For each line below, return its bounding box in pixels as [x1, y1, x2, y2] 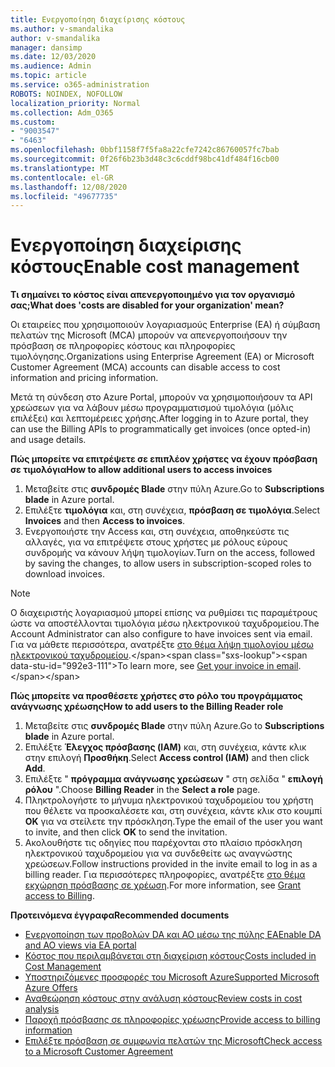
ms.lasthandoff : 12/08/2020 [10, 182, 128, 192]
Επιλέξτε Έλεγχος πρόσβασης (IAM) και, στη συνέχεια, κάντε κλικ [24, 741, 307, 753]
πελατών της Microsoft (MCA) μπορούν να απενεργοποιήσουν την [10, 329, 288, 341]
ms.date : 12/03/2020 [10, 52, 97, 62]
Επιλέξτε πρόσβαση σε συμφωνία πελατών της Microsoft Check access [24, 1035, 323, 1047]
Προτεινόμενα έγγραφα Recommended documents [10, 909, 230, 921]
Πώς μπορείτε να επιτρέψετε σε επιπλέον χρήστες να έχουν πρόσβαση [10, 453, 318, 465]
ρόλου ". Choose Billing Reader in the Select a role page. [24, 784, 261, 796]
